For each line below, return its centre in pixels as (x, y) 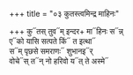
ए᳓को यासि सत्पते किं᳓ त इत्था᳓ (53, 41)
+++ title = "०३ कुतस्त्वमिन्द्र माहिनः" (64, 14)
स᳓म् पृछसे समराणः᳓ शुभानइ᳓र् (51, 51)
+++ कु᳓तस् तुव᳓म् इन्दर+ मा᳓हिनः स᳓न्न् (66, 31)
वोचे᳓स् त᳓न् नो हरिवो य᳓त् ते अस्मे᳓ (59, 61)
